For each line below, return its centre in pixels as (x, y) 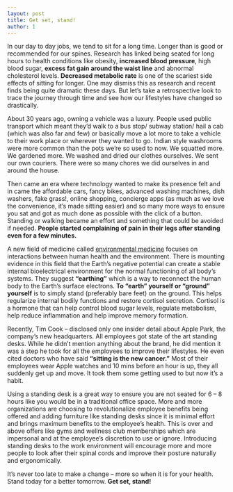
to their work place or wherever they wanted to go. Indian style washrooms (115, 141)
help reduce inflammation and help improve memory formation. (98, 315)
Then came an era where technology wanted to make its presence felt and (114, 184)
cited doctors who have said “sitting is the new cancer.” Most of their (108, 359)
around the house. (33, 170)
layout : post (26, 14)
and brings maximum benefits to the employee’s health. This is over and (110, 424)
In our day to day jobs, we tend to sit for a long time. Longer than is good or (115, 47)
